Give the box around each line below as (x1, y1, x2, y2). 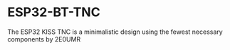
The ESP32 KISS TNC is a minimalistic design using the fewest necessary (7, 27, 223, 36)
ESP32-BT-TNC (7, 4, 101, 20)
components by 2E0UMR (7, 35, 81, 43)
